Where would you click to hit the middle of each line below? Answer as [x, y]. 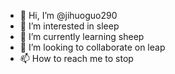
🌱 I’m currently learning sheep [82, 36]
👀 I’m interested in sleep [69, 26]
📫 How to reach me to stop [76, 58]
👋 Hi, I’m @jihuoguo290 [68, 15]
